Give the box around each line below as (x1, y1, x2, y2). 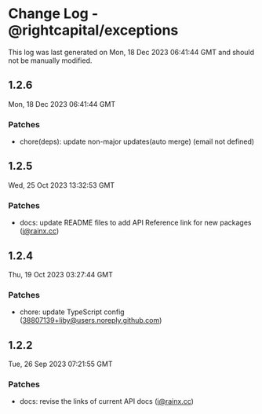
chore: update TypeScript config (19, 307, 125, 317)
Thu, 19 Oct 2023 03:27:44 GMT (8, 269, 114, 279)
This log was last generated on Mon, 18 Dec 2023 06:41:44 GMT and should (8, 47, 255, 57)
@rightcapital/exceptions (8, 21, 179, 39)
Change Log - (8, 5, 99, 23)
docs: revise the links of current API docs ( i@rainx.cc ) (19, 397, 195, 406)
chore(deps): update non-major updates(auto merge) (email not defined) (19, 137, 255, 146)
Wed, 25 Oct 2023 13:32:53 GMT (8, 180, 115, 189)
